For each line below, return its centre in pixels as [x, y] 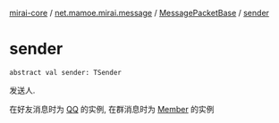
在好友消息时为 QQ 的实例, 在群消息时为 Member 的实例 [112, 109]
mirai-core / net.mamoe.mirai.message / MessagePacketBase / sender [139, 13]
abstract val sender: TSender [66, 72]
